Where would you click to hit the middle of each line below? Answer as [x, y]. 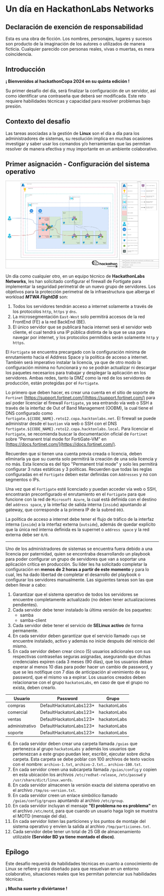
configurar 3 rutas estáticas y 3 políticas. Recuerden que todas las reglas [79, 469]
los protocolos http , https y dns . [45, 312]
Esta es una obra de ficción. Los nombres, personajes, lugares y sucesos [79, 38]
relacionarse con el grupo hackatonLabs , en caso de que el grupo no [81, 683]
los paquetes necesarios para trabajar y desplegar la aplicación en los [76, 373]
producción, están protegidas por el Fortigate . [52, 383]
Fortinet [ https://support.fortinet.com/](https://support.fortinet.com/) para [80, 398]
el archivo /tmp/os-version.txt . [44, 790]
